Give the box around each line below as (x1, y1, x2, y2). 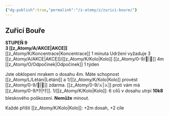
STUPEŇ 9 (5, 40, 28, 46)
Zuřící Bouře (5, 26, 45, 35)
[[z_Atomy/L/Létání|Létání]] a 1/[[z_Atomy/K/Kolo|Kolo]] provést (5, 77, 138, 83)
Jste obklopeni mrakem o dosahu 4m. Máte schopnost (5, 71, 119, 77)
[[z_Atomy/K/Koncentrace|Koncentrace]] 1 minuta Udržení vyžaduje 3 (5, 50, 151, 56)
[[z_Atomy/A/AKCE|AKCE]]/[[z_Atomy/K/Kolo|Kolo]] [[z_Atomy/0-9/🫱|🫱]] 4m (5, 56, 164, 62)
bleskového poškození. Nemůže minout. (5, 95, 90, 101)
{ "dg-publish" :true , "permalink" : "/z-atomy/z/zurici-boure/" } (5, 7, 138, 13)
